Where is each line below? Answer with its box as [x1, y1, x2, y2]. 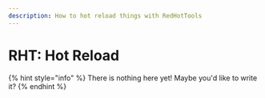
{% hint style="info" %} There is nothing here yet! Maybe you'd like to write [8, 73, 258, 83]
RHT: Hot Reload [8, 46, 120, 64]
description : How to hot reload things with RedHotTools [8, 11, 203, 20]
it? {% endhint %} [8, 81, 66, 91]
